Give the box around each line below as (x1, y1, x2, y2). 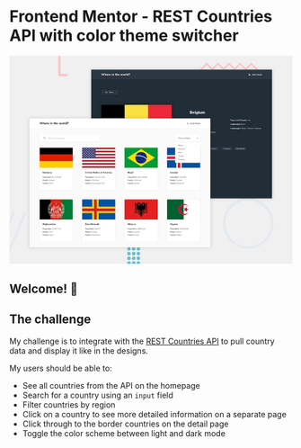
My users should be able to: (9, 363, 112, 373)
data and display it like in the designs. (9, 345, 148, 356)
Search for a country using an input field (22, 390, 173, 400)
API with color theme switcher (9, 25, 240, 46)
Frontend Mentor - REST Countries (9, 6, 273, 27)
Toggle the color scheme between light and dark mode (22, 427, 226, 438)
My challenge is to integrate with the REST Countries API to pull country (9, 336, 276, 346)
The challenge (9, 312, 92, 327)
